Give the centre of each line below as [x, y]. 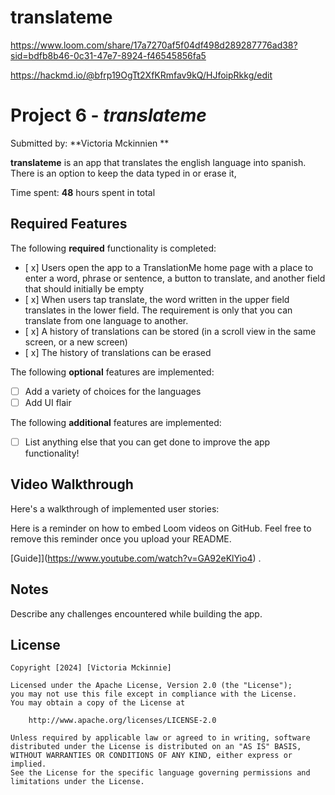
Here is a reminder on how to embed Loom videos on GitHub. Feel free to [161, 528]
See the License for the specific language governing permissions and [160, 773]
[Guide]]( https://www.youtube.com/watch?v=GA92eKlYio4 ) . [136, 558]
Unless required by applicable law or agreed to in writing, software [160, 738]
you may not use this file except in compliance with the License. [154, 694]
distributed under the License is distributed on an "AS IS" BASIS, [156, 747]
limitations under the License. [77, 782]
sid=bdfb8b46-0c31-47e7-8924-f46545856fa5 [108, 55]
